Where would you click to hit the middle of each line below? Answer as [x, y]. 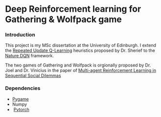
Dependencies [23, 88]
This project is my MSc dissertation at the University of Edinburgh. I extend [81, 46]
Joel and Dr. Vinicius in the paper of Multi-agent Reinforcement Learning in [81, 70]
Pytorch [21, 109]
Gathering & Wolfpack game [64, 19]
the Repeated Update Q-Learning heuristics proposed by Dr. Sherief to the [80, 50]
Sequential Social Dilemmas [33, 76]
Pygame [21, 99]
